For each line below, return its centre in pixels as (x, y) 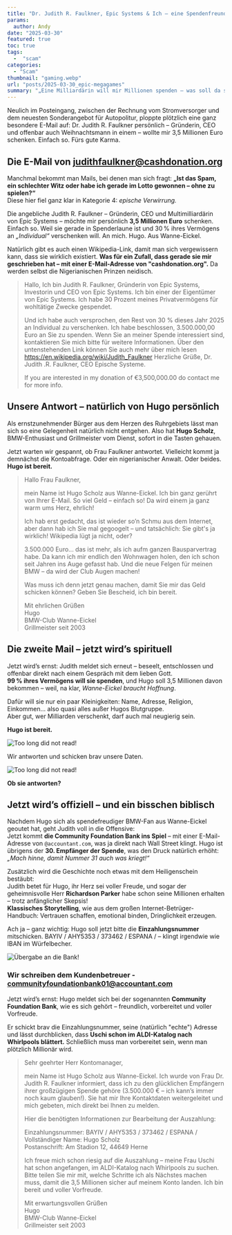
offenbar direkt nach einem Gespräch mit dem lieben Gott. (90, 673)
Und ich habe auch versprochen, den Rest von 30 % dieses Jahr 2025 (124, 320)
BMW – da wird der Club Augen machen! (82, 571)
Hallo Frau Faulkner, (52, 479)
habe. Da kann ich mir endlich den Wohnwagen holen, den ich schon (122, 556)
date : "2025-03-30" (35, 33)
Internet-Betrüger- (168, 908)
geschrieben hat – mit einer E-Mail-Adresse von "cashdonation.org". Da (113, 264)
